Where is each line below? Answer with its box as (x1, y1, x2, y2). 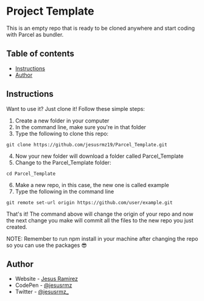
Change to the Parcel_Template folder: (15, 158, 111, 166)
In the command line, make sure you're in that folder (15, 123, 146, 130)
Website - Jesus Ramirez (15, 275, 78, 283)
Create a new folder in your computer (15, 117, 110, 124)
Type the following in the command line (15, 188, 114, 195)
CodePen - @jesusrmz (15, 282, 72, 289)
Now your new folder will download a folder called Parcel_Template (15, 152, 184, 160)
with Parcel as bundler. (6, 30, 64, 38)
